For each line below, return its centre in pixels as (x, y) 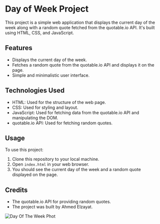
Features (19, 48)
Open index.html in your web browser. (51, 164)
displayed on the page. (35, 175)
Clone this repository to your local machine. (56, 159)
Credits (16, 190)
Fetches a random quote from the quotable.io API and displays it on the (83, 65)
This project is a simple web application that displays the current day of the (80, 22)
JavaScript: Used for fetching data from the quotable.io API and (75, 112)
